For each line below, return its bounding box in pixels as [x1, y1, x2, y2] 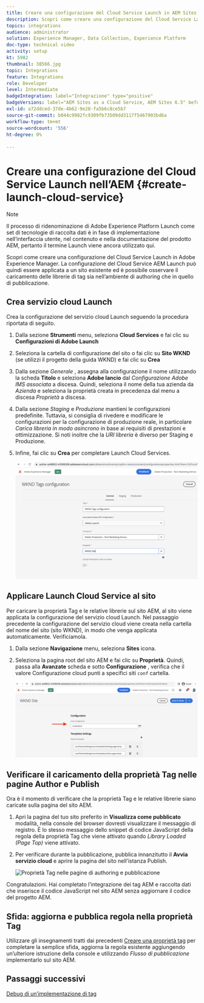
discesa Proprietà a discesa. [15, 393, 87, 401]
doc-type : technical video [6, 42, 75, 48]
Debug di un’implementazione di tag [6, 990, 97, 997]
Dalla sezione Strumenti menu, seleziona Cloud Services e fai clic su [15, 331, 189, 338]
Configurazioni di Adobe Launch [15, 338, 99, 345]
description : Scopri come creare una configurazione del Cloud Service [6, 16, 191, 22]
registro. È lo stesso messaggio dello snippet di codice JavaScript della [15, 826, 194, 834]
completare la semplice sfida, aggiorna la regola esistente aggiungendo [6, 943, 185, 950]
